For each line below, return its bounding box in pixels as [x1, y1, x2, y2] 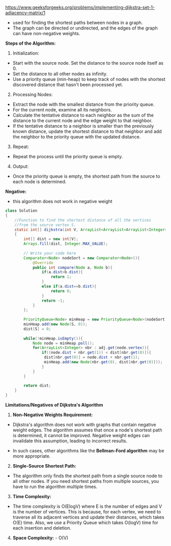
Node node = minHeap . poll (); [32, 340, 95, 346]
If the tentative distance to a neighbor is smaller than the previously [12, 123, 154, 129]
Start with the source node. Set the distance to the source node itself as [12, 60, 164, 66]
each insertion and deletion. [12, 525, 72, 531]
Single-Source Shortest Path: [12, 463, 76, 469]
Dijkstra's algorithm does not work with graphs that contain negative [12, 422, 156, 427]
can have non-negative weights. [12, 31, 80, 36]
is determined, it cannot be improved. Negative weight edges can [12, 433, 150, 438]
